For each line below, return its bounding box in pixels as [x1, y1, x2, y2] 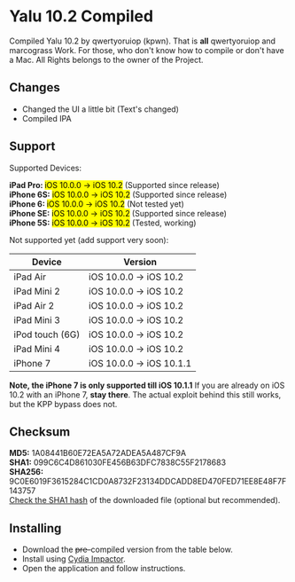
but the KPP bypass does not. [9, 398, 118, 409]
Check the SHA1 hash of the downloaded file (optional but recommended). [9, 495, 281, 506]
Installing [9, 521, 62, 536]
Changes [9, 80, 60, 95]
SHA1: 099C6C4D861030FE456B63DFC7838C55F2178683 [9, 457, 227, 468]
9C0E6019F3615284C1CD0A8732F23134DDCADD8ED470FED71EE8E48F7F [9, 476, 287, 487]
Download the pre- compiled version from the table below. [21, 544, 233, 555]
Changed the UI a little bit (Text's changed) [21, 104, 180, 114]
